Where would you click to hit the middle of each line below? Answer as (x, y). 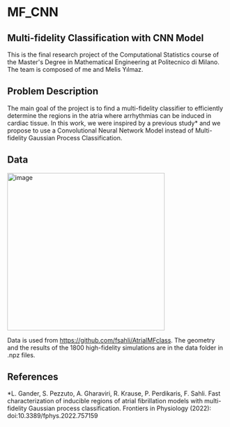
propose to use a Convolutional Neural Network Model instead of (100, 130)
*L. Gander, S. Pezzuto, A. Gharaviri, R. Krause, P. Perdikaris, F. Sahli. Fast (114, 394)
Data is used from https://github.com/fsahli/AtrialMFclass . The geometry (111, 340)
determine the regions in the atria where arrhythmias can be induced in (109, 115)
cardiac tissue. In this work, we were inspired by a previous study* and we (114, 123)
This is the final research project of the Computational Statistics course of (113, 54)
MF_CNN (33, 12)
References (33, 377)
